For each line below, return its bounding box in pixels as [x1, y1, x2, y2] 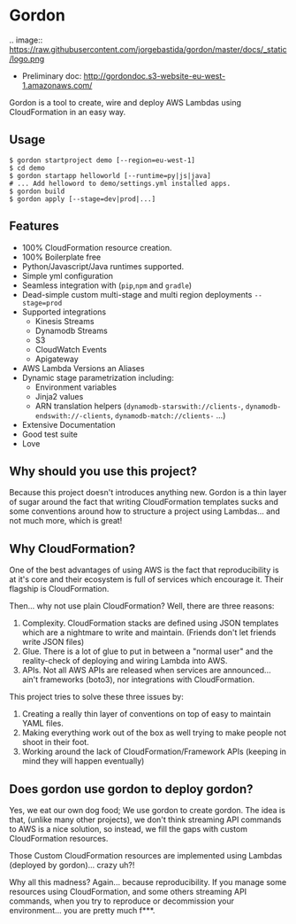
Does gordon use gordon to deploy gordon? [9, 781, 254, 796]
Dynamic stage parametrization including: [21, 372, 174, 383]
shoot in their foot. [21, 737, 90, 748]
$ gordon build [9, 187, 65, 196]
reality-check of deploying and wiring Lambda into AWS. [21, 656, 228, 666]
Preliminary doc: [21, 70, 82, 81]
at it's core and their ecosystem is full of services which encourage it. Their [9, 574, 285, 585]
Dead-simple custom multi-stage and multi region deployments [21, 289, 253, 299]
